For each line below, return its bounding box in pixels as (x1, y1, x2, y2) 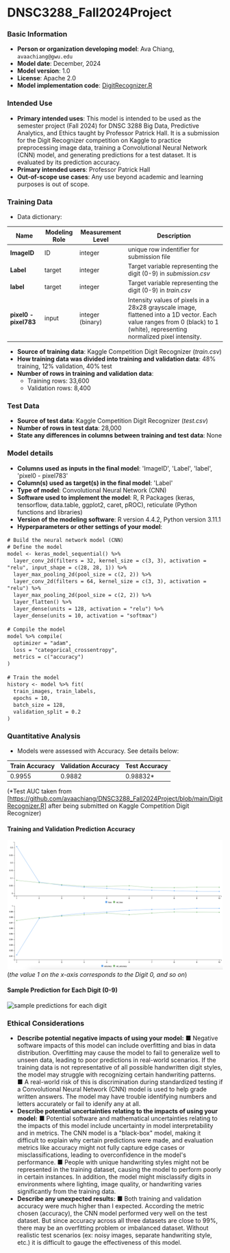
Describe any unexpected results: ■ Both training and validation (16, 1195, 202, 1203)
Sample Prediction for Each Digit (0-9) (7, 986, 118, 994)
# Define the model (7, 543, 63, 550)
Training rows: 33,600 (27, 376, 90, 385)
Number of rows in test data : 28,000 (16, 424, 122, 432)
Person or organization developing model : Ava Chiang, (16, 45, 175, 53)
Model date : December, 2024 (16, 60, 101, 68)
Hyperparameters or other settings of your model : (16, 522, 163, 530)
